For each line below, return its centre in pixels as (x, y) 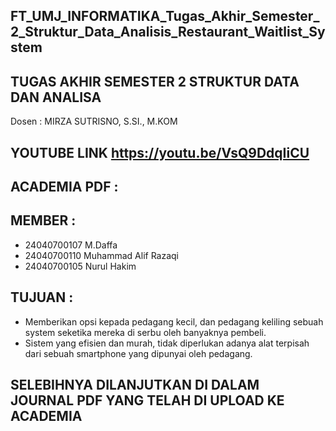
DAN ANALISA (56, 97)
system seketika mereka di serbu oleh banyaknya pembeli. (145, 332)
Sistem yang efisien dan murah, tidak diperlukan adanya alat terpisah (167, 343)
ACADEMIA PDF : (64, 186)
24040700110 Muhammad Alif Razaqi (102, 255)
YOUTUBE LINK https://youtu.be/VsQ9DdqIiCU (160, 152)
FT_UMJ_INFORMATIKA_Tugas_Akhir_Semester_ (165, 16)
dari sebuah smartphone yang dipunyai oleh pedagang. (138, 353)
